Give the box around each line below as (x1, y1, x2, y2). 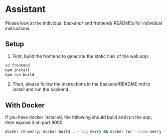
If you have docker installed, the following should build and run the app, (5, 114, 152, 120)
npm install (5, 67, 30, 72)
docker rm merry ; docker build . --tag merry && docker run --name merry (5, 129, 162, 134)
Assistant (5, 3, 46, 15)
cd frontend (5, 62, 30, 68)
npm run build (5, 72, 35, 77)
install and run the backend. (12, 86, 70, 92)
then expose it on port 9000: (5, 119, 64, 125)
